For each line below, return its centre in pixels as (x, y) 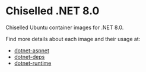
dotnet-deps (29, 57)
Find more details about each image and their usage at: (73, 39)
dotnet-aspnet (32, 50)
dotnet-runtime (33, 63)
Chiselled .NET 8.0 (53, 11)
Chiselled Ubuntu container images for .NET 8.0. (65, 27)
